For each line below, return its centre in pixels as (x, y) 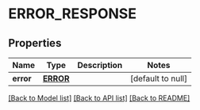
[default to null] (159, 78)
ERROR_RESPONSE (73, 14)
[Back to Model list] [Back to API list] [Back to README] (99, 98)
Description (100, 65)
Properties (35, 43)
